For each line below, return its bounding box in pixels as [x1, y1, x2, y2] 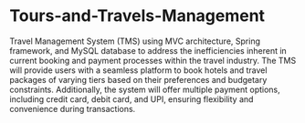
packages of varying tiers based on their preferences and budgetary [9, 74, 268, 85]
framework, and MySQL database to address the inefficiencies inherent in [9, 45, 288, 56]
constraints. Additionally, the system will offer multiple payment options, [9, 84, 280, 95]
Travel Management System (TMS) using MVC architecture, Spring [9, 36, 260, 46]
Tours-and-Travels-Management [9, 5, 266, 26]
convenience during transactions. [9, 103, 136, 114]
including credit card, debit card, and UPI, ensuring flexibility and [9, 93, 254, 105]
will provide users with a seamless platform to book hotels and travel [9, 65, 268, 76]
